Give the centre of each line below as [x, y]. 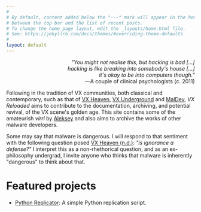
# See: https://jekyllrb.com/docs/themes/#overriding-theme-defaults [95, 34]
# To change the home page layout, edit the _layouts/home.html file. [96, 28]
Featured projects [51, 186]
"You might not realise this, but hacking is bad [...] [133, 62]
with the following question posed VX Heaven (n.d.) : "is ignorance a [90, 143]
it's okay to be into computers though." [147, 75]
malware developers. [32, 125]
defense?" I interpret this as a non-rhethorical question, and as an [87, 149]
